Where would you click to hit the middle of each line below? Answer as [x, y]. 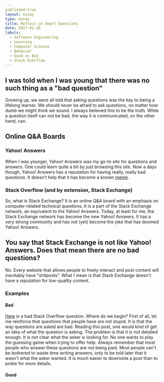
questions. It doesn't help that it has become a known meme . [67, 177]
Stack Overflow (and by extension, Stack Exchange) [69, 190]
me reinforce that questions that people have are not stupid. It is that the [79, 321]
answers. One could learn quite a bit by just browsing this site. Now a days [81, 167]
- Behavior [21, 51]
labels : [13, 33]
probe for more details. [28, 363]
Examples [17, 293]
